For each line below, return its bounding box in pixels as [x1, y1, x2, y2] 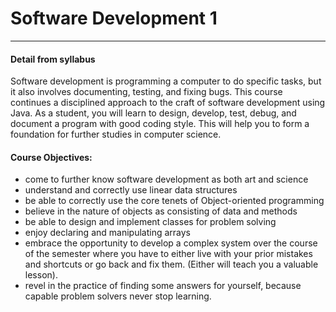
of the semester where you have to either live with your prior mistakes [24, 248, 313, 260]
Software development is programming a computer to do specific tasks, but [10, 75, 322, 87]
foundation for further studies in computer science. [10, 128, 222, 141]
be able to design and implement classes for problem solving [24, 216, 277, 228]
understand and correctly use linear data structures [24, 184, 238, 196]
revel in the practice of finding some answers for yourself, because [24, 280, 302, 292]
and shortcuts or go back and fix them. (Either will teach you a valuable [24, 258, 319, 271]
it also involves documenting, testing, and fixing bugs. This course [10, 86, 283, 98]
